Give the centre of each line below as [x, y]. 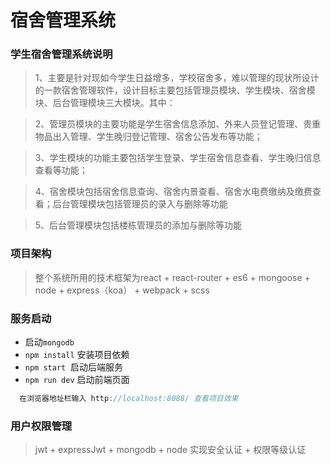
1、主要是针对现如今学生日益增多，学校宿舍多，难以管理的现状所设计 [177, 78]
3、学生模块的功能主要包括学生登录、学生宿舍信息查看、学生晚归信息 [178, 158]
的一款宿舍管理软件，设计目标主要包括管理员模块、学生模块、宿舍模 [175, 90]
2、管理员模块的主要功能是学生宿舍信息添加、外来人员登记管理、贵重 [178, 124]
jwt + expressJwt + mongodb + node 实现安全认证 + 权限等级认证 [170, 450]
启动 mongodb [49, 342]
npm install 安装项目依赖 [77, 355]
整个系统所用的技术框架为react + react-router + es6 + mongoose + [172, 277]
